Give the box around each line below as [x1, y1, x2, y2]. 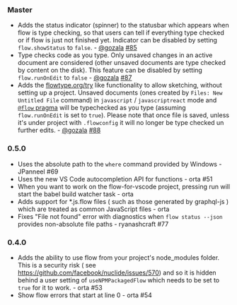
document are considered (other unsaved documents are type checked [17, 59, 226, 67]
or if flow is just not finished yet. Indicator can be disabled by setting [17, 36, 218, 44]
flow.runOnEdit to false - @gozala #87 [17, 73, 132, 82]
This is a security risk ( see [17, 261, 97, 269]
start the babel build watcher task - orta [17, 189, 134, 198]
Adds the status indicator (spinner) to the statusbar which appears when [17, 21, 230, 30]
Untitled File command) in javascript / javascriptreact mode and [17, 96, 217, 104]
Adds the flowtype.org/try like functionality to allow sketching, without [17, 81, 223, 90]
